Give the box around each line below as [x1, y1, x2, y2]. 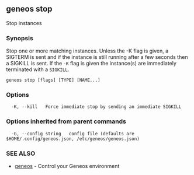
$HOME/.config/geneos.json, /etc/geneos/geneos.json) [6, 136, 140, 142]
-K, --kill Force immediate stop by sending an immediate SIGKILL [11, 104, 182, 110]
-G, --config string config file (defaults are [11, 131, 134, 136]
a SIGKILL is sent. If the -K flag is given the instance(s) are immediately [6, 60, 177, 67]
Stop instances [6, 19, 42, 26]
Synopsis [6, 34, 33, 42]
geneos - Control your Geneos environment [14, 163, 120, 169]
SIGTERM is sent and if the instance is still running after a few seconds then [6, 54, 188, 61]
